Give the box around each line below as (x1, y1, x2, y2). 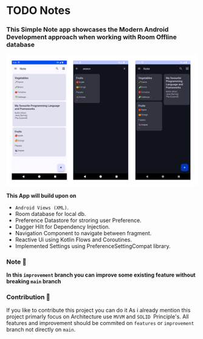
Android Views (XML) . (15, 204, 69, 211)
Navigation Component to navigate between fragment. (15, 229, 152, 237)
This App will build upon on (6, 192, 77, 199)
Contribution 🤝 (6, 293, 50, 301)
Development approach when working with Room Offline (6, 33, 177, 41)
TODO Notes (6, 4, 71, 18)
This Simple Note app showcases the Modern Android (6, 25, 169, 34)
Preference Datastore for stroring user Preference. (15, 216, 142, 224)
